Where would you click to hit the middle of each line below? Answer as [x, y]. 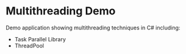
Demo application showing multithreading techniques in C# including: [93, 28]
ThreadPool [29, 46]
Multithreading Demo [61, 11]
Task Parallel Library [40, 39]
